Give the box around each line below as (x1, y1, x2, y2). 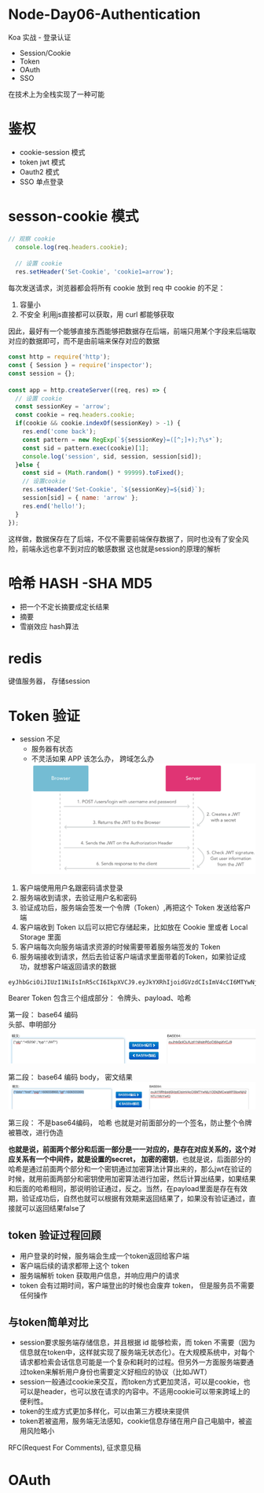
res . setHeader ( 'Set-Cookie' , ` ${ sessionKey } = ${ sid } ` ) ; (22, 486, 206, 494)
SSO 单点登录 (19, 177, 64, 186)
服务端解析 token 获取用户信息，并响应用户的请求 (19, 1271, 180, 1280)
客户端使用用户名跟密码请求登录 (19, 883, 123, 892)
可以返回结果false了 (21, 1203, 86, 1212)
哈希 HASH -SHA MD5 (8, 574, 153, 592)
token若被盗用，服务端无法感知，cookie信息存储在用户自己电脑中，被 (19, 1417, 246, 1426)
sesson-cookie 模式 (8, 208, 139, 226)
